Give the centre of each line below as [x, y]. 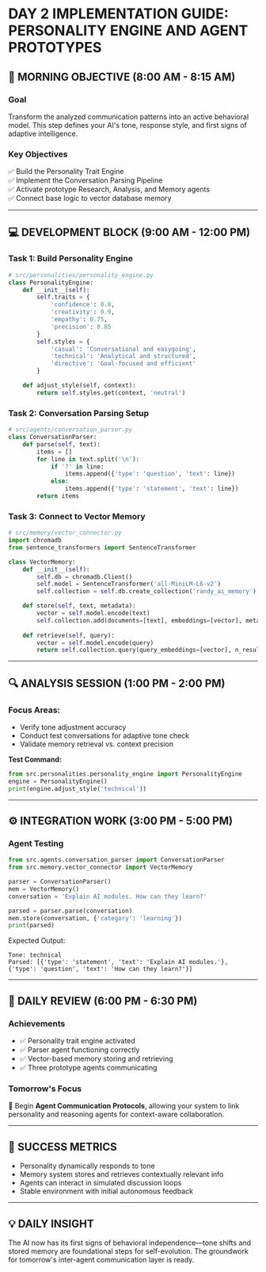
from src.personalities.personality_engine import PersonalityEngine [125, 774]
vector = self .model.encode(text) [93, 613]
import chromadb [35, 541]
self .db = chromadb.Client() [85, 576]
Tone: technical [35, 955]
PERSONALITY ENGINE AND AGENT [128, 31]
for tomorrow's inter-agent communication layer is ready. [101, 1259]
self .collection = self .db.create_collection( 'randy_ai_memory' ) [147, 592]
